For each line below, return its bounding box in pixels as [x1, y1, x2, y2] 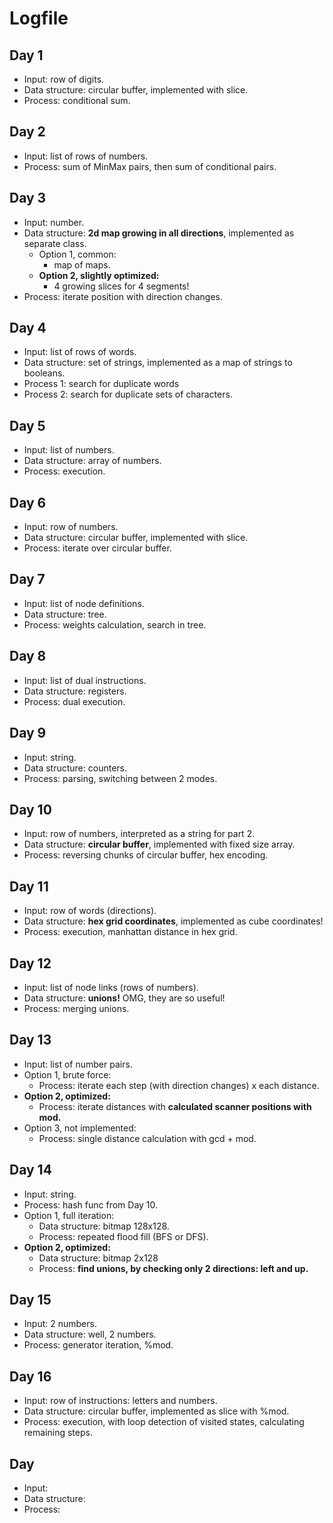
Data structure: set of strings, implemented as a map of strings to [23, 357, 293, 369]
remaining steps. [23, 1427, 93, 1439]
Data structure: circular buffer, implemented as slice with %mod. [23, 1405, 290, 1417]
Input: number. [23, 216, 85, 228]
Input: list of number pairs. [23, 1058, 133, 1070]
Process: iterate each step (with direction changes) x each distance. [38, 1079, 320, 1091]
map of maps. [53, 258, 111, 271]
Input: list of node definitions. [23, 597, 145, 609]
